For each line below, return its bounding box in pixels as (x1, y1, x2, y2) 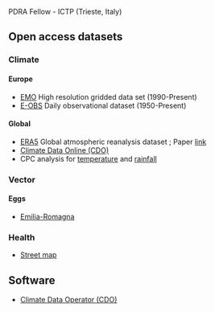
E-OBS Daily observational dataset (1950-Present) (19, 101, 187, 110)
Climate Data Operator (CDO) (19, 294, 118, 304)
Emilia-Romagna (19, 211, 75, 221)
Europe (8, 74, 34, 84)
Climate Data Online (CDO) (19, 145, 110, 155)
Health (8, 232, 35, 243)
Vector (8, 174, 36, 185)
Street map (19, 250, 57, 260)
